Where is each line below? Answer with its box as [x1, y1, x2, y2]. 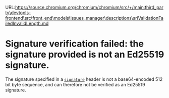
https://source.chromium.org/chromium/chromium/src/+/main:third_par [15, 5, 164, 10]
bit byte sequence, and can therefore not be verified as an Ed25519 [5, 81, 145, 87]
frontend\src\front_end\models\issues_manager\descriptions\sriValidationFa [5, 15, 164, 21]
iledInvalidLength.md [5, 20, 49, 26]
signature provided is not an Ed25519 [5, 49, 164, 60]
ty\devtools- [5, 10, 31, 16]
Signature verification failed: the [5, 38, 144, 50]
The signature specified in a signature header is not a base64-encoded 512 [5, 76, 163, 82]
